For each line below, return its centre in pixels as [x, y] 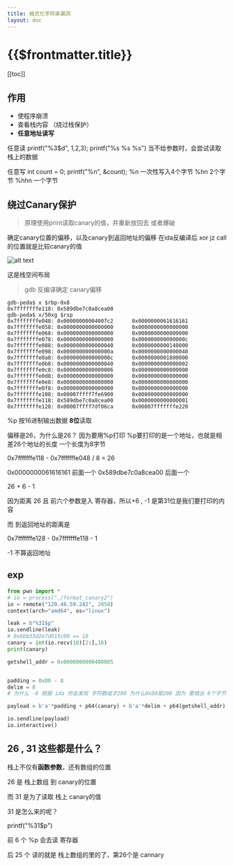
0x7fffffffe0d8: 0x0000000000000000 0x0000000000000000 [98, 376]
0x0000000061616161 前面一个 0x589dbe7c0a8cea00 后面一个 [99, 473]
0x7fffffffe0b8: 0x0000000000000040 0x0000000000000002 [98, 364]
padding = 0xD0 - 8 [36, 681]
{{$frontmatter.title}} [70, 55]
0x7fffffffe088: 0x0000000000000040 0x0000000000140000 [98, 346]
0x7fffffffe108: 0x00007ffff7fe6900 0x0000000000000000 [98, 395]
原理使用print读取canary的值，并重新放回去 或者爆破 [100, 223]
